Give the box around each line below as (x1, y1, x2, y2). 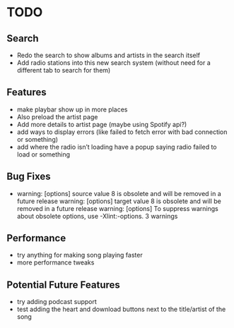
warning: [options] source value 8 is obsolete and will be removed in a (16, 189, 222, 198)
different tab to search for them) (16, 66, 111, 74)
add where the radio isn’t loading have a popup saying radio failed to (16, 142, 217, 151)
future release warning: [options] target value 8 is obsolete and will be (16, 197, 222, 205)
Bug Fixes (6, 171, 51, 183)
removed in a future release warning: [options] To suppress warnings (16, 204, 218, 212)
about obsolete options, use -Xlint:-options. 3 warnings (16, 212, 178, 220)
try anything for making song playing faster (16, 251, 143, 260)
